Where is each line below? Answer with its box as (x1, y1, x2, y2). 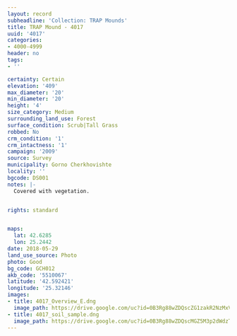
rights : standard (7, 207, 59, 214)
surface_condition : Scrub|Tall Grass (7, 122, 119, 129)
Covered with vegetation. (13, 187, 90, 195)
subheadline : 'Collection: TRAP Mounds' (7, 17, 128, 24)
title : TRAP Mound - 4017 (7, 23, 83, 30)
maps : (7, 226, 23, 233)
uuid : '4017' (7, 30, 46, 37)
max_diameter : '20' (7, 89, 65, 96)
